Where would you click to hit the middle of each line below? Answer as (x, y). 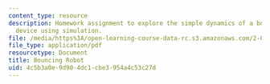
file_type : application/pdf (55, 46)
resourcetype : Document (48, 53)
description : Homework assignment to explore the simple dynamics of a (131, 23)
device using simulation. (59, 30)
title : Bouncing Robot (46, 61)
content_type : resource (48, 16)
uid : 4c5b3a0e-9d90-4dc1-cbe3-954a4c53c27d (82, 68)
